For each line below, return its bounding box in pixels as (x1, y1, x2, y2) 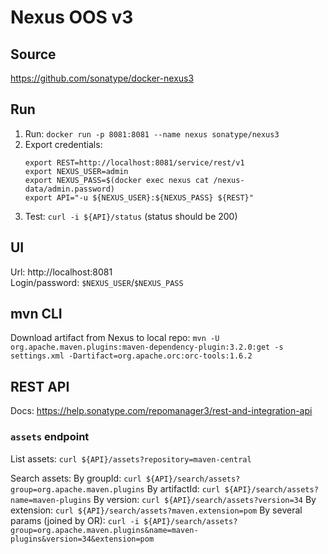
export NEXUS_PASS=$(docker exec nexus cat (24, 175, 210, 185)
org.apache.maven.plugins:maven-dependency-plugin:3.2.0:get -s (10, 342, 284, 353)
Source (10, 46, 57, 63)
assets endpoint (10, 430, 90, 444)
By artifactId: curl (146, 482, 221, 495)
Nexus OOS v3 (10, 6, 134, 29)
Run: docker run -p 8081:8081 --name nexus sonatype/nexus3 (24, 127, 280, 140)
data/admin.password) (24, 184, 115, 194)
